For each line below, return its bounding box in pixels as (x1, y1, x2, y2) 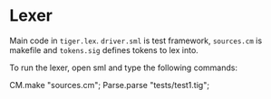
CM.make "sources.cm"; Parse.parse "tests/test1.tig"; (9, 79, 210, 90)
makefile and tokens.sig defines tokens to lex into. (9, 44, 199, 55)
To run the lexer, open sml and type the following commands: (9, 62, 238, 73)
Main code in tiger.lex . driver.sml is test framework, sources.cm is (9, 35, 263, 46)
